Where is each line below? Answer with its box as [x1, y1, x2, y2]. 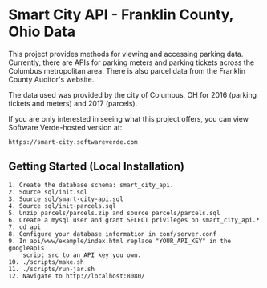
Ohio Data [8, 22, 76, 41]
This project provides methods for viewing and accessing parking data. [8, 49, 244, 58]
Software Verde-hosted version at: [8, 122, 123, 132]
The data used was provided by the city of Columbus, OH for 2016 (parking [8, 90, 257, 99]
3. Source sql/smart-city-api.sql [8, 194, 124, 203]
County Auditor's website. [8, 74, 95, 84]
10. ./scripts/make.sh [8, 258, 84, 266]
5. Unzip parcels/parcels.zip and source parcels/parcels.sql [8, 209, 220, 217]
